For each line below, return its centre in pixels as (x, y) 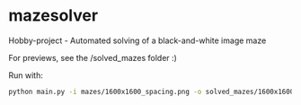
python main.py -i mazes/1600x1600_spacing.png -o (105, 92)
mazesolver (53, 16)
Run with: (26, 75)
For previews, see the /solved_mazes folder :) (93, 57)
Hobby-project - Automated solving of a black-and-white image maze (137, 40)
